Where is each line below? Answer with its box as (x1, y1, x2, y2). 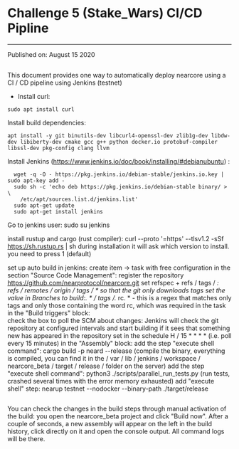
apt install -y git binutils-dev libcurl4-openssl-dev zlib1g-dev (7, 132, 208, 139)
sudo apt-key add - (7, 177, 65, 184)
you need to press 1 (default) (7, 250, 92, 258)
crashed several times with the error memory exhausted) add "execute (7, 377, 215, 386)
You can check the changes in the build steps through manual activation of (7, 404, 227, 413)
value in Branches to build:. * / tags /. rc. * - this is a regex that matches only (7, 294, 232, 302)
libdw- (211, 132, 231, 139)
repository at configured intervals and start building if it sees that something (7, 324, 230, 332)
